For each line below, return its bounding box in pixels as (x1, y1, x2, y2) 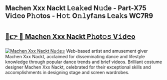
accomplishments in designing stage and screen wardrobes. (5, 70, 129, 75)
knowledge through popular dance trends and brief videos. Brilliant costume (5, 59, 162, 65)
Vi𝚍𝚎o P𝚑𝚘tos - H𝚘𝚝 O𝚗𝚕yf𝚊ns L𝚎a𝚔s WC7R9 (5, 12, 153, 20)
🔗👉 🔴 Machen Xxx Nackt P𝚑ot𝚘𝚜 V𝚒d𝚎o (5, 32, 136, 41)
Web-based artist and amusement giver (66, 48, 148, 54)
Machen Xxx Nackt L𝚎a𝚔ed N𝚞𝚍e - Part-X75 (5, 4, 146, 12)
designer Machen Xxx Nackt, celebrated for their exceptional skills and (5, 64, 151, 70)
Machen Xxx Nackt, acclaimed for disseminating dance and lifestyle (5, 54, 145, 59)
